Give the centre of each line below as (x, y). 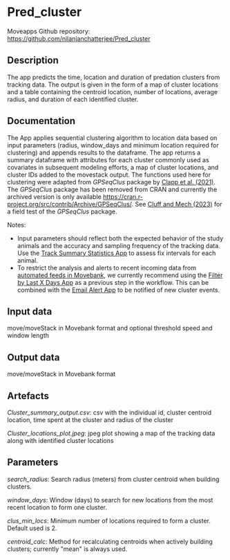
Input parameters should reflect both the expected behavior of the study (120, 238)
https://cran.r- (123, 196)
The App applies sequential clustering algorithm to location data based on (112, 138)
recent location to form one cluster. (57, 507)
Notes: (17, 225)
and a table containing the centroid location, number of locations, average (113, 91)
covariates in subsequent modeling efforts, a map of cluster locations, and (113, 167)
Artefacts (28, 396)
